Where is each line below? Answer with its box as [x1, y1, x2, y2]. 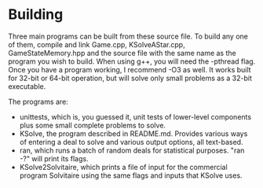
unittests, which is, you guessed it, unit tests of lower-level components [19, 112, 252, 121]
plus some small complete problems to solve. [19, 120, 166, 130]
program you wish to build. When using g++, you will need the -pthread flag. [8, 57, 256, 66]
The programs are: [8, 97, 68, 106]
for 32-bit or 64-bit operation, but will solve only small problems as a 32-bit [8, 73, 253, 83]
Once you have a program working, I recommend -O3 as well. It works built [8, 65, 251, 74]
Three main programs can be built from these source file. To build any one [8, 31, 249, 41]
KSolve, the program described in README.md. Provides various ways [19, 128, 248, 138]
